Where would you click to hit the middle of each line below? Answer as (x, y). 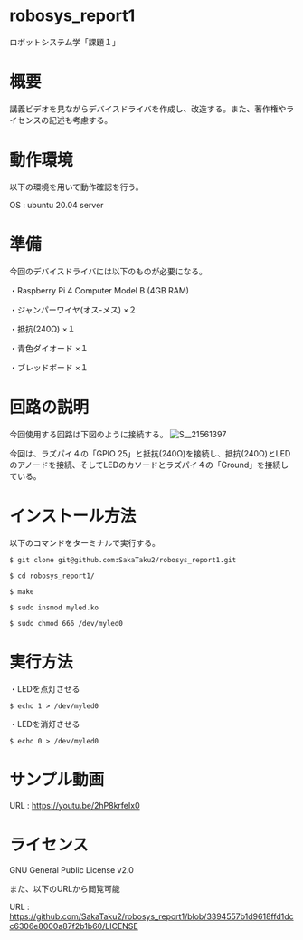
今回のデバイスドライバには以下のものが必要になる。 (109, 271)
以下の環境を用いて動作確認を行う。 (76, 187)
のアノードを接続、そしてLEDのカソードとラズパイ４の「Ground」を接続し (149, 465)
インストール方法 (73, 516)
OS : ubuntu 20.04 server (57, 205)
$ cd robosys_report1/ (52, 576)
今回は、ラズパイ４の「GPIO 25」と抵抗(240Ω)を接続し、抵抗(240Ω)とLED (150, 453)
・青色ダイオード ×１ (49, 348)
